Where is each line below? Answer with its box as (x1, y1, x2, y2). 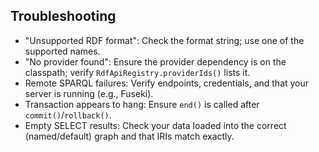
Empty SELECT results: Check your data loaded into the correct (24, 119, 287, 131)
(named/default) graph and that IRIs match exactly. (24, 130, 235, 142)
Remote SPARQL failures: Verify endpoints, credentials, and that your (24, 77, 310, 89)
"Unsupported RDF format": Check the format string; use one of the (24, 34, 305, 46)
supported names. (24, 45, 101, 57)
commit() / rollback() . (24, 109, 112, 121)
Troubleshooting (10, 8, 117, 25)
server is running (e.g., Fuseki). (24, 87, 154, 99)
